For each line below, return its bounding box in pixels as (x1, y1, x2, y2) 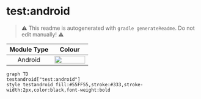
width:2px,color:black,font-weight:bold (6, 87, 111, 93)
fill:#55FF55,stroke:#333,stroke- (55, 81, 144, 87)
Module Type (9, 45, 49, 53)
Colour (59, 45, 80, 53)
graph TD (6, 71, 29, 77)
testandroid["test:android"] (6, 76, 81, 83)
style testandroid (6, 81, 53, 87)
